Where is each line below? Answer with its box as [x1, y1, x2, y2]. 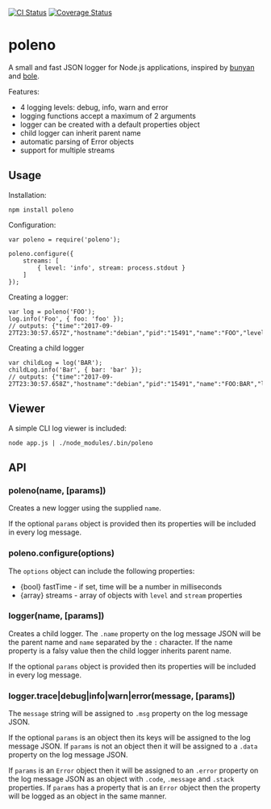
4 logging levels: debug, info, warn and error [19, 102, 169, 112]
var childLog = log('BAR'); [8, 358, 103, 367]
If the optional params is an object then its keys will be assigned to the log [8, 733, 252, 743]
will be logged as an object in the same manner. [8, 791, 167, 801]
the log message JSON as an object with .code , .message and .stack [8, 774, 235, 784]
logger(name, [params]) [8, 610, 105, 622]
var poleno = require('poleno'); [8, 235, 121, 244]
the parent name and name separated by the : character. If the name [8, 637, 233, 647]
